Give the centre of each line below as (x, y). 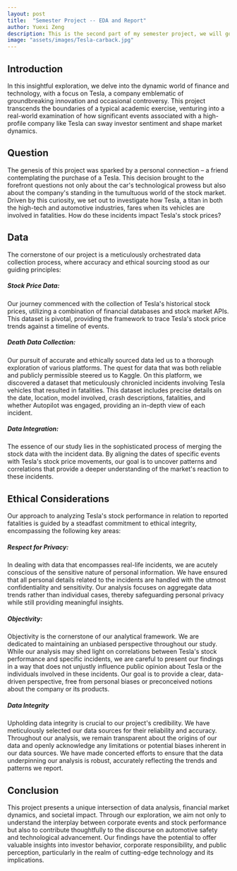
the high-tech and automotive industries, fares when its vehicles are (106, 207)
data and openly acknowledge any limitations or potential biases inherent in (117, 746)
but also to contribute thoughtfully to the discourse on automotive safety (113, 830)
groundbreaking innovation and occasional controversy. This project (107, 100)
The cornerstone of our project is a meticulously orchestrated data (104, 255)
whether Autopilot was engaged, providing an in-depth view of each (107, 405)
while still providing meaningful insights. (66, 602)
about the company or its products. (59, 689)
